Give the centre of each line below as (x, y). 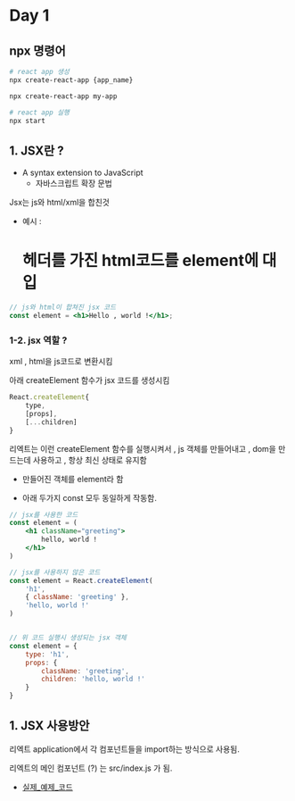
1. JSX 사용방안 (49, 726)
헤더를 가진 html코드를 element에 (140, 261)
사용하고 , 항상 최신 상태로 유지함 (90, 460)
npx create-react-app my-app (63, 96)
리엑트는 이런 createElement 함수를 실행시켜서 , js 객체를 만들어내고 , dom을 (143, 448)
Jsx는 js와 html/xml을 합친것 (59, 203)
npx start (28, 121)
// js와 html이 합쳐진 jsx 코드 (63, 308)
